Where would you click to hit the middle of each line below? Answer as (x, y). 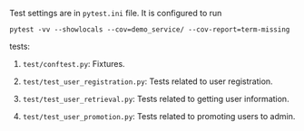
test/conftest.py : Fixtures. (74, 64)
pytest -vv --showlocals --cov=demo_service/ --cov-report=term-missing (150, 30)
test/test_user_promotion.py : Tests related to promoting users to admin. (159, 116)
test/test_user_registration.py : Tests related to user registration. (148, 81)
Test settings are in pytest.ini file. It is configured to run (116, 13)
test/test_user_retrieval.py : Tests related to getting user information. (156, 99)
